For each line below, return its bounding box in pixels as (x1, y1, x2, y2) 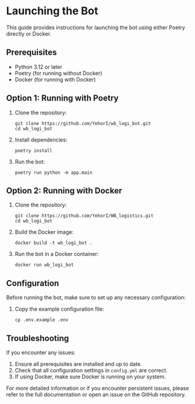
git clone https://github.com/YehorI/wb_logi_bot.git (14, 120, 151, 126)
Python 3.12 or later (14, 63, 62, 70)
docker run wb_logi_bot (14, 262, 74, 268)
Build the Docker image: (14, 228, 74, 236)
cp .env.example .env (14, 317, 68, 323)
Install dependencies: (14, 136, 68, 143)
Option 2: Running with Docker (6, 186, 122, 196)
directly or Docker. (6, 30, 52, 37)
